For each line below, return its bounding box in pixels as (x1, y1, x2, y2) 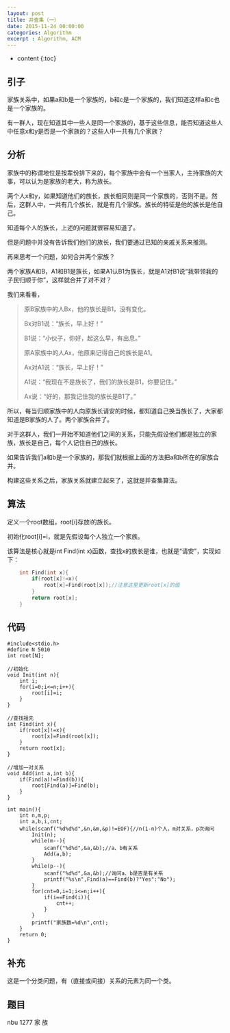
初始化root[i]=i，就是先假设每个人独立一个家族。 (7, 532, 144, 540)
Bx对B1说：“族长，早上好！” (23, 319, 103, 328)
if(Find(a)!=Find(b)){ (19, 776, 84, 783)
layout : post (7, 10, 44, 17)
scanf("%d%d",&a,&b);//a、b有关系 (43, 844, 138, 851)
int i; (19, 677, 38, 684)
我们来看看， (7, 290, 43, 298)
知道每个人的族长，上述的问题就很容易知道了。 (7, 223, 139, 232)
